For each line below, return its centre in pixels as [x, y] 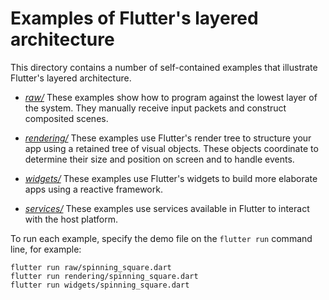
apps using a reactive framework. [93, 189]
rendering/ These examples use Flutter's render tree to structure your [168, 138]
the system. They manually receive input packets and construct [155, 108]
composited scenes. [66, 118]
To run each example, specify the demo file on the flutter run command [161, 238]
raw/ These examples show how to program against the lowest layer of [171, 97]
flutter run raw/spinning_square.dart [91, 267]
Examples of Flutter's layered [134, 18]
